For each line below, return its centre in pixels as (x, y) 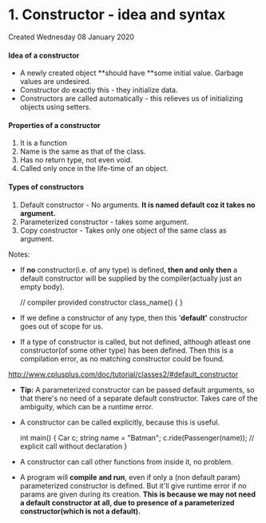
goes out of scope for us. (62, 326)
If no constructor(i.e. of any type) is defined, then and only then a (129, 269)
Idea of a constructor (44, 55)
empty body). (42, 286)
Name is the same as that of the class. (83, 152)
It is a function (44, 143)
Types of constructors (46, 186)
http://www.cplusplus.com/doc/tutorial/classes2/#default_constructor (123, 374)
